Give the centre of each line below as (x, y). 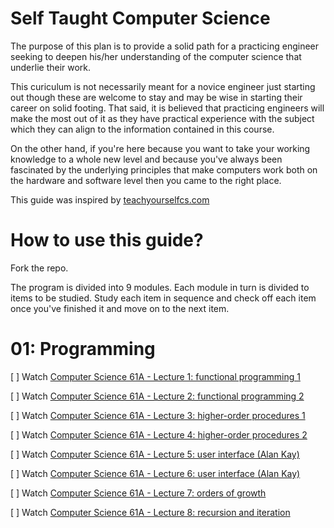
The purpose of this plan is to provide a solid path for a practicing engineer (165, 46)
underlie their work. (51, 67)
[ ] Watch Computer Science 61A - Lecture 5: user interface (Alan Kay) (155, 454)
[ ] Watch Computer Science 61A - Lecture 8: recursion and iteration (150, 512)
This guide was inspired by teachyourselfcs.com (110, 199)
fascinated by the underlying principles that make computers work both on (164, 169)
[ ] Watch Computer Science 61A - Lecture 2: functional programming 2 (157, 396)
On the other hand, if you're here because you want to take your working (160, 148)
